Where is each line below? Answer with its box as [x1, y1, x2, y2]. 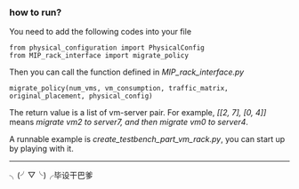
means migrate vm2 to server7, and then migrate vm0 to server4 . [9, 117, 249, 128]
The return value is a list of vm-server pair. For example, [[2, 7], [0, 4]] [9, 107, 267, 118]
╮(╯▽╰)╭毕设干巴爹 [9, 170, 93, 181]
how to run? [9, 6, 62, 19]
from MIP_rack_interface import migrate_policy [9, 51, 190, 60]
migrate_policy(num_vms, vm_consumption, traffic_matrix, [9, 84, 229, 93]
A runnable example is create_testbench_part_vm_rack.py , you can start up [9, 134, 286, 145]
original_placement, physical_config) [9, 91, 153, 101]
